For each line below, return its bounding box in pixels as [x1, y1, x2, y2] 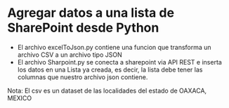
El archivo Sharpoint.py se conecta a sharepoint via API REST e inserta [17, 58, 223, 66]
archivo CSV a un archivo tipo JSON [17, 50, 122, 59]
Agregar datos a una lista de [7, 5, 174, 21]
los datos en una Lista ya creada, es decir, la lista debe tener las [17, 65, 203, 74]
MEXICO [7, 93, 32, 102]
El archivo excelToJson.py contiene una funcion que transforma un [17, 43, 212, 51]
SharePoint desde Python [7, 20, 159, 36]
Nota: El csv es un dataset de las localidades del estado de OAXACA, [7, 86, 207, 95]
